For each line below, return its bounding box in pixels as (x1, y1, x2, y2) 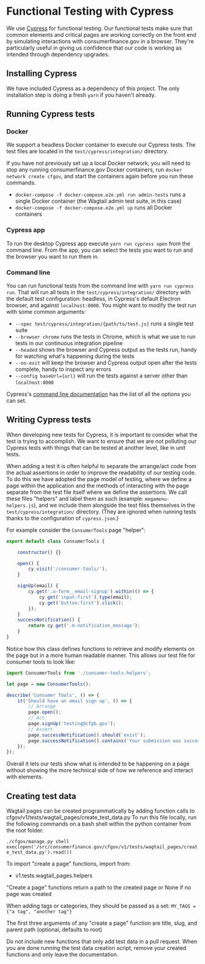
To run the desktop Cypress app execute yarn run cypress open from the (6, 240, 190, 247)
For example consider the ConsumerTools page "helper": (6, 526, 146, 534)
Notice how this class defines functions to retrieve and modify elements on (6, 645, 195, 652)
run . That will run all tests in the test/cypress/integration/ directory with (6, 289, 191, 296)
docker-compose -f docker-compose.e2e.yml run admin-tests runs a (15, 191, 186, 199)
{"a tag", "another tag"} (6, 909, 72, 915)
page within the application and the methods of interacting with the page (6, 482, 189, 489)
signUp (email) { (17, 583, 59, 589)
